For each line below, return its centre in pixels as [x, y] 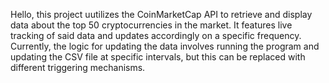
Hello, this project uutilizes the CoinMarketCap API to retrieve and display [161, 14]
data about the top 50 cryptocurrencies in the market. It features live [151, 25]
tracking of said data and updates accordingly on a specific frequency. [156, 35]
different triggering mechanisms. [78, 67]
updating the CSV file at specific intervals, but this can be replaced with [158, 57]
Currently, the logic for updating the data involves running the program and [165, 46]
